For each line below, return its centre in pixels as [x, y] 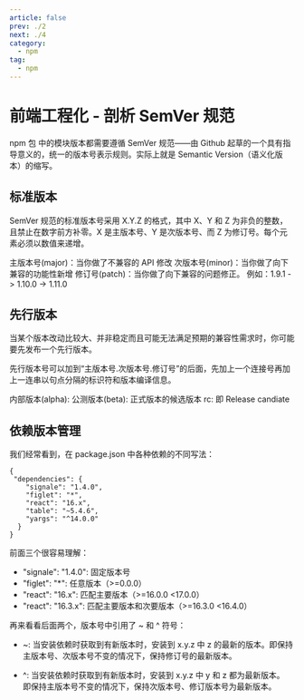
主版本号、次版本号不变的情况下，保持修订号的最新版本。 [129, 656]
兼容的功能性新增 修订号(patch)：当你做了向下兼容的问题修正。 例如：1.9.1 [147, 274]
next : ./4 [28, 34]
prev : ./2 [28, 26]
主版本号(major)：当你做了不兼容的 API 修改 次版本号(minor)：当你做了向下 [149, 262]
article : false [38, 18]
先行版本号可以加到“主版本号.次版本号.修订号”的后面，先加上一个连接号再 [146, 369]
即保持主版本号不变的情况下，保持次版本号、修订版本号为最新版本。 [149, 686]
